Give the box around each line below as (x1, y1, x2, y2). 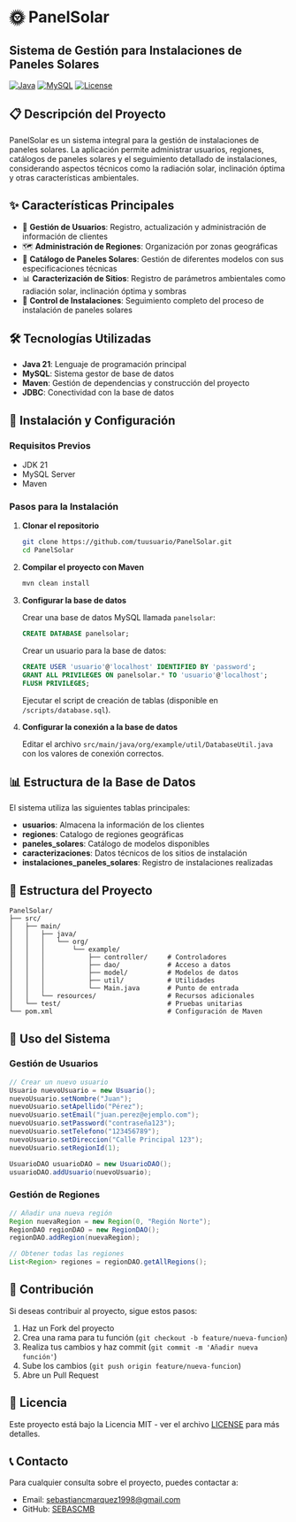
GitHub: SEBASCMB (21, 1503, 95, 1515)
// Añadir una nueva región (9, 1209, 113, 1218)
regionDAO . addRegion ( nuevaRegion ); (9, 1234, 140, 1242)
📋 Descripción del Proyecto (9, 107, 166, 122)
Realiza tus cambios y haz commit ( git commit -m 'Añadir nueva (21, 1341, 259, 1352)
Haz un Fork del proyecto (21, 1322, 115, 1334)
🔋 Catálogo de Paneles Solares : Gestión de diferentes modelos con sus (21, 253, 285, 264)
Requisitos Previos (9, 439, 91, 451)
